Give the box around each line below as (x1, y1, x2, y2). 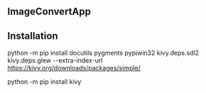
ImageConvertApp (7, 6, 91, 18)
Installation (7, 30, 58, 42)
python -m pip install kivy (7, 77, 82, 86)
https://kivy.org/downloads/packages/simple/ (7, 64, 141, 72)
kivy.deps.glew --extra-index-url (7, 56, 103, 65)
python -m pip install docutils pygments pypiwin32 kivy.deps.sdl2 (7, 49, 200, 58)
